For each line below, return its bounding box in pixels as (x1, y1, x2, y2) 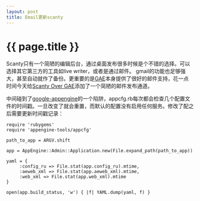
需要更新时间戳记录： (11, 110, 64, 117)
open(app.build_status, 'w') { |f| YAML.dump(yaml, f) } (6, 190, 151, 196)
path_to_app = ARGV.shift (6, 137, 70, 143)
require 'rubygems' (6, 122, 55, 128)
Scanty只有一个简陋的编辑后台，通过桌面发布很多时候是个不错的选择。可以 (6, 60, 190, 67)
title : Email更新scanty (6, 14, 64, 20)
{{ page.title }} (6, 40, 80, 54)
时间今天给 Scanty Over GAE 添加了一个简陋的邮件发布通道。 (6, 83, 153, 90)
